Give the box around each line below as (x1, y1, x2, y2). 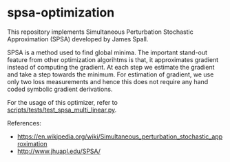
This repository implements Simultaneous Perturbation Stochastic (7, 28, 194, 36)
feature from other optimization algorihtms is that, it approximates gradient (7, 55, 219, 63)
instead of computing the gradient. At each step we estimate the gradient (7, 63, 215, 71)
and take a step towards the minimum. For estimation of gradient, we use (7, 70, 214, 79)
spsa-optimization (7, 5, 115, 21)
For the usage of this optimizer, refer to (7, 98, 118, 106)
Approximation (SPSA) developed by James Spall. (7, 34, 149, 43)
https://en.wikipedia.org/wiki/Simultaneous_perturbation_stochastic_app (17, 132, 222, 141)
